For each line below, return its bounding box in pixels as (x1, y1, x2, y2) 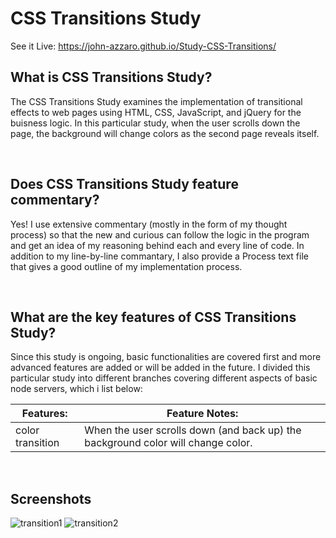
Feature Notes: (166, 407, 239, 421)
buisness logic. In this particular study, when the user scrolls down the (10, 117, 301, 129)
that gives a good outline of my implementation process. (10, 260, 243, 272)
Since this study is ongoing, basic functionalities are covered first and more (10, 351, 322, 363)
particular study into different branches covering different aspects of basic (10, 372, 318, 384)
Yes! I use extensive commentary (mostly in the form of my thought (10, 218, 288, 230)
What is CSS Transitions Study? (10, 69, 213, 86)
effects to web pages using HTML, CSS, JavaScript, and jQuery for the (10, 106, 302, 118)
